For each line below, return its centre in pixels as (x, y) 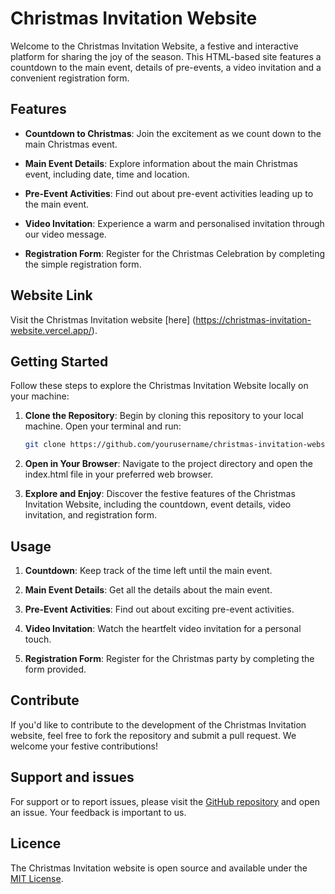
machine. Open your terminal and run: (103, 426)
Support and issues (72, 777)
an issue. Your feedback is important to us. (98, 812)
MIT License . (37, 878)
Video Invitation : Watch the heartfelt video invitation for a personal (163, 629)
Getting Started (59, 361)
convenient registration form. (70, 78)
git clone (45, 445)
